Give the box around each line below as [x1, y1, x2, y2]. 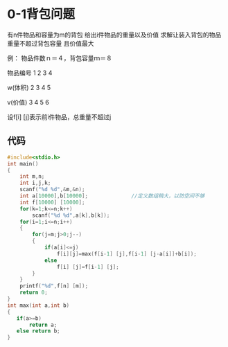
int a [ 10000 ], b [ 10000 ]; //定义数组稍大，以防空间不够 [19, 193, 205, 199]
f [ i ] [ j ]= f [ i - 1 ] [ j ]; [56, 263, 119, 270]
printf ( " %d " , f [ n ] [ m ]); [19, 283, 89, 290]
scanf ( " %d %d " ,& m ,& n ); [19, 186, 85, 193]
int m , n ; [19, 173, 45, 180]
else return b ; [16, 328, 60, 335]
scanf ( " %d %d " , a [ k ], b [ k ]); [32, 212, 110, 219]
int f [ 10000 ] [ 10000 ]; [19, 199, 85, 206]
